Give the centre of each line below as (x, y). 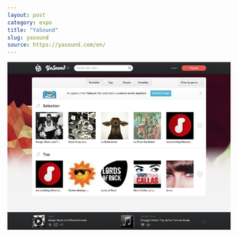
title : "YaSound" (33, 30)
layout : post (27, 15)
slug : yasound (28, 38)
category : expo (30, 22)
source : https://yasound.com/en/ (57, 45)
